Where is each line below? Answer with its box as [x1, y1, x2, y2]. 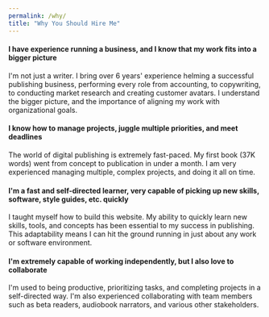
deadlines [8, 132, 43, 142]
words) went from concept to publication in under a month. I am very [8, 158, 237, 168]
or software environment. [8, 238, 93, 248]
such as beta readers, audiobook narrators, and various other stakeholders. [8, 300, 259, 310]
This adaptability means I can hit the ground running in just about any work [8, 229, 257, 239]
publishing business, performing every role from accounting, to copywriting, [8, 79, 261, 89]
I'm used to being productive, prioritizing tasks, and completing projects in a [8, 283, 262, 293]
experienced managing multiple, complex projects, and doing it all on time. [8, 167, 256, 177]
